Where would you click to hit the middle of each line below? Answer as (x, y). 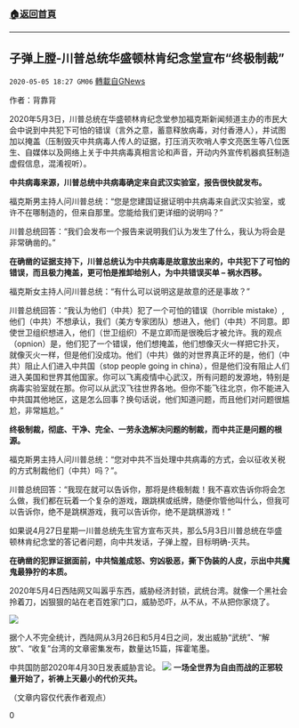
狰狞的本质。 (48, 572)
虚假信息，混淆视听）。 (50, 164)
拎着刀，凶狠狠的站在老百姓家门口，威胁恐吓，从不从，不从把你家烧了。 (141, 602)
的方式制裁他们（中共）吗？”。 (66, 471)
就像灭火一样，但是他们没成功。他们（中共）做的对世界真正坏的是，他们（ (145, 355)
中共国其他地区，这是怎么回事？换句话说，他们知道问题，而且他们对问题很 (145, 400)
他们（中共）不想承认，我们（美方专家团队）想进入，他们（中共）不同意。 (145, 321)
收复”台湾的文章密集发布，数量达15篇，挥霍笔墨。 (123, 649)
